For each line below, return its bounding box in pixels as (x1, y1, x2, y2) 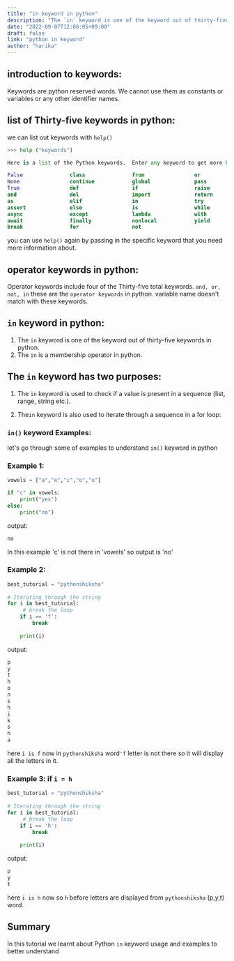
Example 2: (7, 565, 46, 575)
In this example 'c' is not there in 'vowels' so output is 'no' (7, 547, 173, 556)
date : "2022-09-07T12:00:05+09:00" (7, 23, 111, 30)
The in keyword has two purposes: (7, 371, 162, 383)
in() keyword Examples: (7, 427, 92, 437)
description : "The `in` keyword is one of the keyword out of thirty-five (7, 17, 229, 24)
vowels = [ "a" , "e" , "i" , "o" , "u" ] (7, 477, 101, 484)
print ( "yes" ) (19, 496, 58, 503)
